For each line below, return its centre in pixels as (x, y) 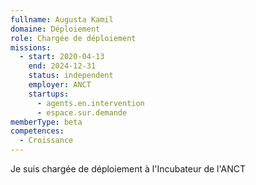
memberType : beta (46, 122)
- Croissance (46, 141)
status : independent (71, 76)
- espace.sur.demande (82, 112)
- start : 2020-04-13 (62, 57)
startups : (49, 94)
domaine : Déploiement (55, 29)
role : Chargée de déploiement (73, 38)
